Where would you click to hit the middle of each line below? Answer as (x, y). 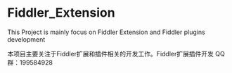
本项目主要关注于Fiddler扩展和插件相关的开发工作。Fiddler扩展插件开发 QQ (116, 54)
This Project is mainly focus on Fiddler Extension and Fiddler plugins (106, 32)
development (26, 39)
